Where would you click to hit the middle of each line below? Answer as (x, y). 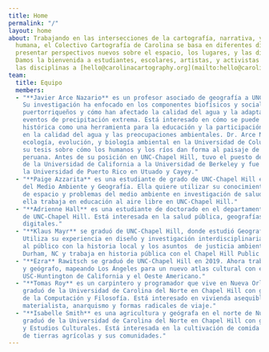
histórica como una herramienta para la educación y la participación (143, 127)
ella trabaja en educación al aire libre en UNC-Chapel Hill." (130, 202)
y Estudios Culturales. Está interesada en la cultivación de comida (141, 328)
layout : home (30, 30)
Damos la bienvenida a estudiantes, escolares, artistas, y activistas (138, 61)
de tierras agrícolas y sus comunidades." (94, 336)
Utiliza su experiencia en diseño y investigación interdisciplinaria (143, 239)
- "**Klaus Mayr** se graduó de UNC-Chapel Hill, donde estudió (125, 232)
